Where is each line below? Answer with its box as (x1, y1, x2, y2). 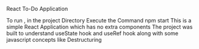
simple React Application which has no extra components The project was (6, 24, 193, 30)
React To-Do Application (6, 5, 68, 12)
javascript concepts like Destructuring (6, 36, 102, 43)
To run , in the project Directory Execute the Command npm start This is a (6, 17, 192, 24)
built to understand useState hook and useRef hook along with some (6, 30, 179, 37)
